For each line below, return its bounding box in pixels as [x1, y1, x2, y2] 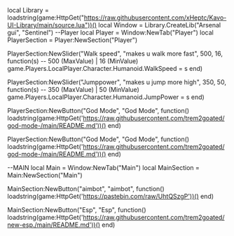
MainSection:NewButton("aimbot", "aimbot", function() [7, 185, 165, 192]
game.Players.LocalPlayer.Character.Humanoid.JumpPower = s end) [7, 93, 205, 101]
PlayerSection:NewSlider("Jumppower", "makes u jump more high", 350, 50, [7, 78, 226, 86]
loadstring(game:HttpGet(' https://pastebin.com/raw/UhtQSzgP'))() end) [7, 192, 214, 200]
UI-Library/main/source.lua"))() [7, 21, 97, 29]
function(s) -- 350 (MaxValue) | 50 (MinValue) [7, 86, 140, 93]
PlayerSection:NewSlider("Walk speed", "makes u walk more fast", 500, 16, [7, 49, 223, 58]
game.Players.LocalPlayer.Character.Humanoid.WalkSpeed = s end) [7, 65, 203, 72]
